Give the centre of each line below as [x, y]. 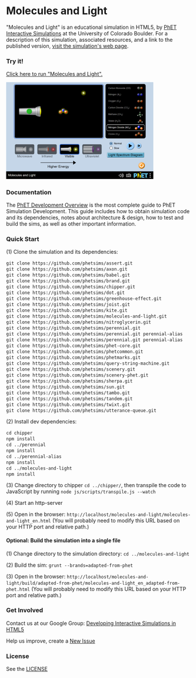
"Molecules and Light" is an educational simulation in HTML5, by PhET [92, 27]
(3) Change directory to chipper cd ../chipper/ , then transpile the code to [96, 485]
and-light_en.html [29, 521]
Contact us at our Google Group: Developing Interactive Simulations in [91, 623]
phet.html [18, 589]
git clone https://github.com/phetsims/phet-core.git [74, 346]
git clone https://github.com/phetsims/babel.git [68, 275]
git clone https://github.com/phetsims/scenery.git [71, 369]
